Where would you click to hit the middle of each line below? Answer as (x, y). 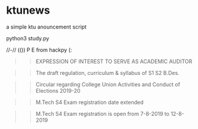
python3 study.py (28, 38)
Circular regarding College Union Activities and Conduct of (108, 84)
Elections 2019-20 (58, 90)
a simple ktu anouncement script (47, 27)
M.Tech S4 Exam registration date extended (89, 102)
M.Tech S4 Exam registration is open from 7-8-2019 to (103, 114)
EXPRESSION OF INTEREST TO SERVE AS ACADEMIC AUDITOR (114, 61)
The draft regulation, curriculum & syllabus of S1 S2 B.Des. (108, 73)
